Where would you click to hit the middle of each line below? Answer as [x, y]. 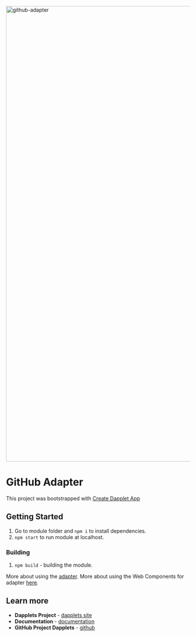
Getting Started [35, 517]
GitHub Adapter [45, 482]
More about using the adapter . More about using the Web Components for [95, 577]
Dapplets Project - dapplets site [53, 615]
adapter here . [22, 583]
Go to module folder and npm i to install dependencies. [80, 531]
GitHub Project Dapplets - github [55, 627]
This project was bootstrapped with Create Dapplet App [73, 498]
